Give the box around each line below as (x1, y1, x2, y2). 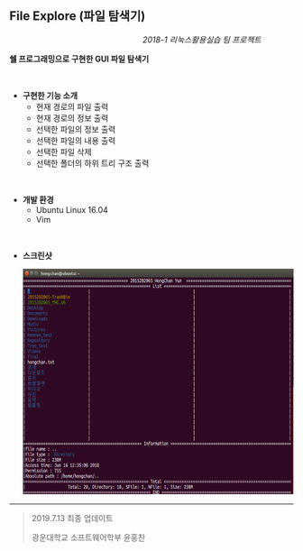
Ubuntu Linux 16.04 (35, 204, 108, 215)
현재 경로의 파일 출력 (35, 101, 109, 112)
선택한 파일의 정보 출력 (35, 124, 116, 134)
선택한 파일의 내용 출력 (35, 134, 116, 146)
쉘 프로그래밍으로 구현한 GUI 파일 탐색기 (9, 53, 150, 64)
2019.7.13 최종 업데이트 (31, 512, 114, 523)
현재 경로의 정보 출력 (35, 112, 109, 124)
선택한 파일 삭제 (35, 146, 92, 157)
